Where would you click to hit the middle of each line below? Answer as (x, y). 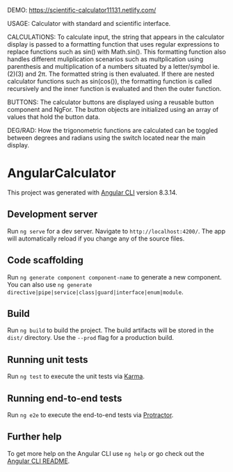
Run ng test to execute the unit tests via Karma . (76, 376)
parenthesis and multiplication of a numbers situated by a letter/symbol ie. (113, 66)
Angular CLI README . (39, 461)
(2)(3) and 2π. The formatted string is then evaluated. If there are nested (111, 74)
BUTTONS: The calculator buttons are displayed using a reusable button (111, 102)
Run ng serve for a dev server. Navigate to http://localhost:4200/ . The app (116, 231)
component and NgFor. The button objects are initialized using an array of (113, 109)
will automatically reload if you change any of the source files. (96, 238)
